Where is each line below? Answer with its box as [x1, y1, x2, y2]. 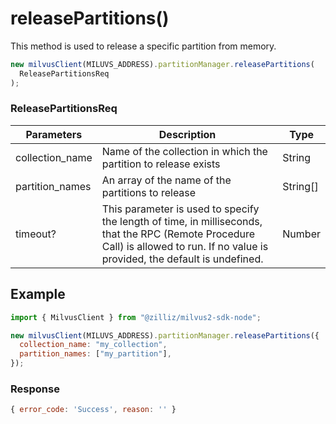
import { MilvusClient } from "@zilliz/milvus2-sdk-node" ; [10, 312, 262, 322]
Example [10, 286, 66, 303]
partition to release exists [101, 157, 221, 171]
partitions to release [101, 185, 197, 199]
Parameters [25, 127, 83, 141]
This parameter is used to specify [101, 202, 260, 216]
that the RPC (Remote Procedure [101, 227, 256, 241]
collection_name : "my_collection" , [19, 340, 168, 350]
